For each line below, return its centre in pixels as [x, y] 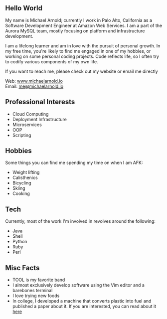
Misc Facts [22, 268]
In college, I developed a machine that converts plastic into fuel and [82, 301]
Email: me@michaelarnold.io [34, 86]
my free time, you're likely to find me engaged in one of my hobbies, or [78, 51]
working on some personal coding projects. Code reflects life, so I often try [82, 56]
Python [20, 242]
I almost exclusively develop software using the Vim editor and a [78, 285]
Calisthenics [25, 178]
